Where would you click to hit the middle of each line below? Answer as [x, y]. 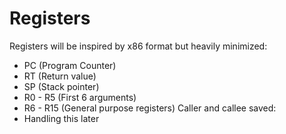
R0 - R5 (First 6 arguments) [80, 97]
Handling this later [61, 118]
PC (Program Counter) [70, 65]
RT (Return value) [60, 76]
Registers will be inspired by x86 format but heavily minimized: [138, 46]
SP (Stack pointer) [61, 86]
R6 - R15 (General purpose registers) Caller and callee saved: [150, 108]
